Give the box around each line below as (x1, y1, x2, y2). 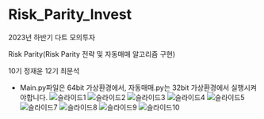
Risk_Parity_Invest (8, 6, 132, 24)
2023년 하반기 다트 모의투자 (8, 32, 96, 42)
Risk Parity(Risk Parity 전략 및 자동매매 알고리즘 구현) (8, 49, 176, 58)
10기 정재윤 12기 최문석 (8, 65, 80, 76)
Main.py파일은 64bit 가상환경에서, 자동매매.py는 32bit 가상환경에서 (19, 83, 230, 92)
